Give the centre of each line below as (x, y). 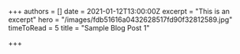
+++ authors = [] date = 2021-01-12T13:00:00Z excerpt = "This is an (119, 11)
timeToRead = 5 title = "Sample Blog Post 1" (79, 28)
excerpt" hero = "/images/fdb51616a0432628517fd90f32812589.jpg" (120, 20)
